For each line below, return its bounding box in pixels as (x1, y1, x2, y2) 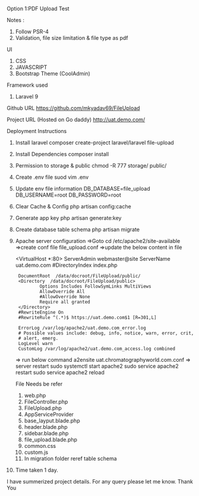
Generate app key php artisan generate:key (15, 214, 122, 222)
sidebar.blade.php (24, 430, 69, 437)
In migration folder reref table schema (24, 455, 118, 462)
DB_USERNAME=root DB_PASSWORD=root (15, 191, 121, 198)
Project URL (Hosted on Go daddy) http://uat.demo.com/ (7, 116, 146, 123)
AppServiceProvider (24, 411, 74, 418)
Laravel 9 (15, 93, 39, 100)
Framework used (7, 81, 48, 89)
